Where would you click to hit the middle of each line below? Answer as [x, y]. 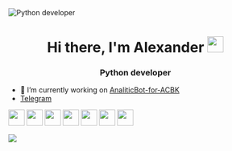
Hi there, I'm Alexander [126, 48]
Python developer [135, 73]
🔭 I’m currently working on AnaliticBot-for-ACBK [99, 90]
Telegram [36, 99]
